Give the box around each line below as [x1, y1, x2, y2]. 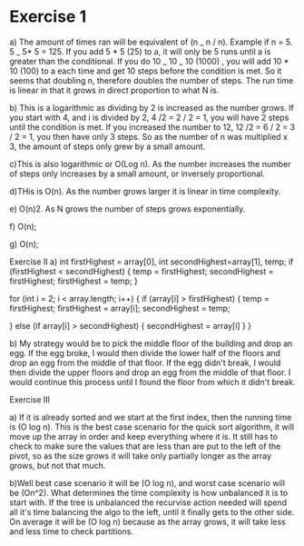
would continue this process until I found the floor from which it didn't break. [9, 376, 296, 387]
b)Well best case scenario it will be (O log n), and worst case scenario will [9, 477, 286, 488]
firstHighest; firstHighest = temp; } [9, 275, 139, 286]
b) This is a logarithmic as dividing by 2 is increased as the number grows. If [9, 102, 295, 113]
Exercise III [9, 393, 51, 405]
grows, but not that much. [9, 460, 106, 471]
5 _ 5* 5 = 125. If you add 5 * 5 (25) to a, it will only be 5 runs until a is [9, 45, 271, 56]
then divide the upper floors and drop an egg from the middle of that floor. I [9, 366, 291, 378]
